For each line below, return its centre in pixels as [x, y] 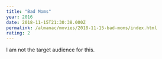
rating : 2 [18, 33]
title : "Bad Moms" [29, 11]
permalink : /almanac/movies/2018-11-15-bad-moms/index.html [82, 28]
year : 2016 [20, 17]
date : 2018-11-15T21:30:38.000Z [46, 22]
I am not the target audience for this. [51, 50]
